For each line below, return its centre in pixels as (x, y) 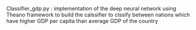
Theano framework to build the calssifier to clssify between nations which (98, 15)
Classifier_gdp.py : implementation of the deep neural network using (91, 9)
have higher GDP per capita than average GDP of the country (82, 21)
